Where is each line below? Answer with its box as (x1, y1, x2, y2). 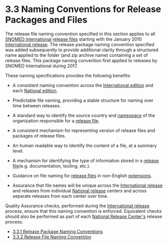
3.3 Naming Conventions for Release (5, 4, 161, 15)
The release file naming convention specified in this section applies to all (5, 31, 155, 37)
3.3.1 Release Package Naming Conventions (12, 228, 103, 234)
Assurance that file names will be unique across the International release (12, 182, 163, 188)
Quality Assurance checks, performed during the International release (5, 202, 149, 209)
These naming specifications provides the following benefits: (5, 72, 131, 78)
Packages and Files (5, 14, 88, 26)
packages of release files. (12, 133, 66, 139)
